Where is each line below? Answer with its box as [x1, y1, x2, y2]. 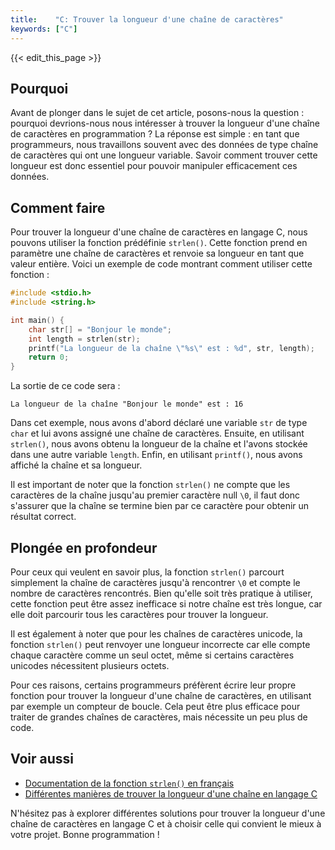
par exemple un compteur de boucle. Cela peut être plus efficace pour [10, 700, 301, 712]
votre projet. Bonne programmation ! [10, 828, 160, 840]
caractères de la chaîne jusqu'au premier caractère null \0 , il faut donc [10, 489, 301, 501]
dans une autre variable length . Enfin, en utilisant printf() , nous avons [10, 449, 303, 461]
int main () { [10, 315, 65, 325]
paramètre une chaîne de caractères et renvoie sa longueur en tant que [10, 247, 305, 260]
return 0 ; [28, 352, 70, 363]
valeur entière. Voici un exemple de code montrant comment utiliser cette [10, 258, 313, 270]
